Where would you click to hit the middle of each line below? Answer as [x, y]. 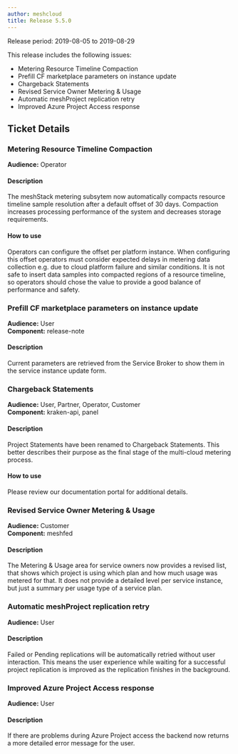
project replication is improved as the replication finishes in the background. [119, 669]
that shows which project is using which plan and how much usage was [113, 573]
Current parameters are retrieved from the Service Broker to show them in [116, 363]
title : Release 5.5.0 [40, 21]
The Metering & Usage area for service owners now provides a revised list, [117, 565]
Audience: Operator [37, 165]
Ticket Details [38, 129]
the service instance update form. [57, 371]
